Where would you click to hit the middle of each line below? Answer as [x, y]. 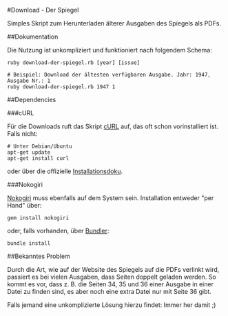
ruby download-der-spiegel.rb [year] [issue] [73, 63]
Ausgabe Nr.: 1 [29, 81]
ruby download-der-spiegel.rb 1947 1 [61, 87]
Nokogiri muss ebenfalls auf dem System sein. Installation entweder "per [111, 198]
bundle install [29, 244]
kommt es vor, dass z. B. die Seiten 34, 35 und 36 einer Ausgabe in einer [110, 284]
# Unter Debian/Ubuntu [40, 146]
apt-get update [29, 152]
